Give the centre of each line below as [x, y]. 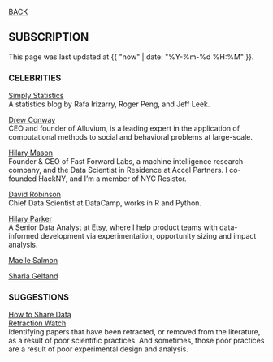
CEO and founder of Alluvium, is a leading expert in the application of [124, 128]
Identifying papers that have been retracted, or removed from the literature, [134, 332]
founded [23, 179]
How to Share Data [40, 315]
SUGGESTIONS [39, 297]
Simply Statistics [36, 96]
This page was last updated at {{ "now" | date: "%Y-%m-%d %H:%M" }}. [131, 57]
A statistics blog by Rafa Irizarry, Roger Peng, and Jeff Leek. [109, 104]
